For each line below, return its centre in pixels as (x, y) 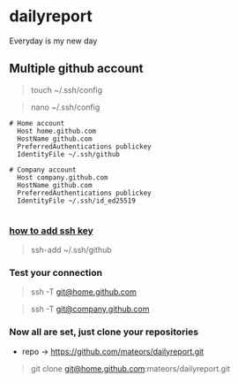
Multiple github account (76, 69)
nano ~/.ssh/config (65, 107)
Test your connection (56, 272)
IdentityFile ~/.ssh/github (69, 154)
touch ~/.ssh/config (67, 89)
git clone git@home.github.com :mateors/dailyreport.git (130, 368)
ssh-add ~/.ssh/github (71, 250)
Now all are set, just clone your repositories (104, 332)
